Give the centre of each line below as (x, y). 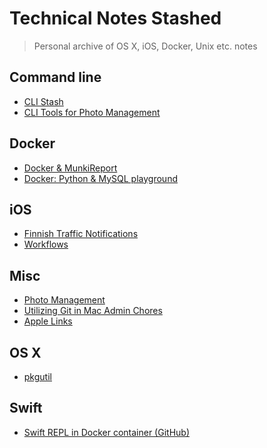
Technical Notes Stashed (115, 18)
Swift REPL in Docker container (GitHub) (106, 432)
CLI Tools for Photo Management (92, 112)
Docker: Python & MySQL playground (100, 178)
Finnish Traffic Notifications (81, 234)
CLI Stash (43, 101)
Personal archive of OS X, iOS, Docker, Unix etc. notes (145, 46)
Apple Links (48, 321)
